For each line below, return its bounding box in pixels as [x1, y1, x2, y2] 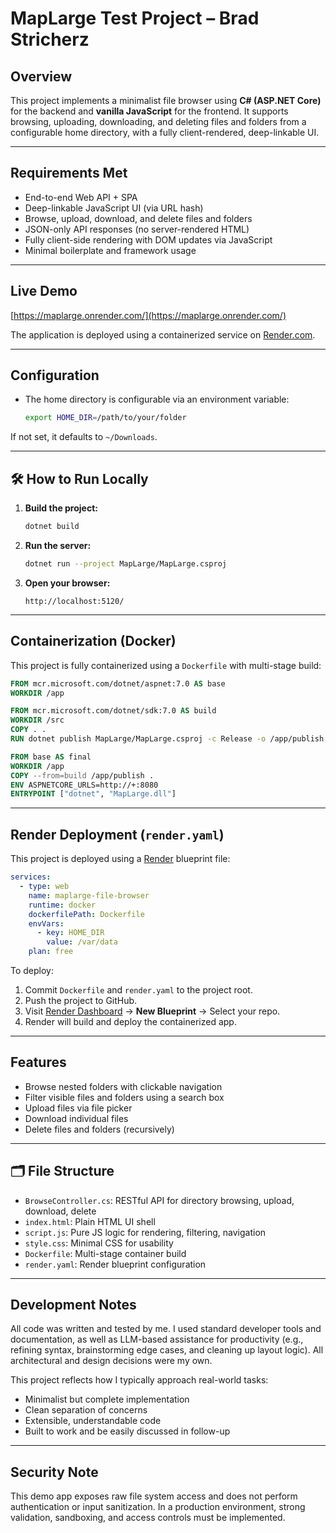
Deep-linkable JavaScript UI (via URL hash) [24, 202, 204, 214]
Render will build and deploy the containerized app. [24, 1016, 237, 1027]
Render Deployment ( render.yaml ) [10, 826, 225, 843]
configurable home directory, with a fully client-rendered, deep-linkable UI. [10, 127, 320, 138]
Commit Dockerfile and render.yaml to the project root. [24, 984, 253, 996]
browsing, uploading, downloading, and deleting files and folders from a [10, 116, 307, 127]
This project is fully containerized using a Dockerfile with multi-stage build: [10, 659, 322, 671]
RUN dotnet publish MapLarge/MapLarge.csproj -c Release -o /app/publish [10, 734, 325, 744]
